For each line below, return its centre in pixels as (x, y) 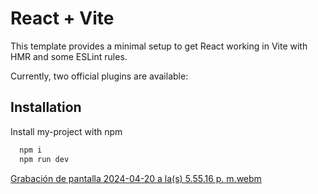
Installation (46, 107)
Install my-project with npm (66, 131)
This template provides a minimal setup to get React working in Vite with (159, 46)
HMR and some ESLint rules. (69, 56)
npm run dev (44, 159)
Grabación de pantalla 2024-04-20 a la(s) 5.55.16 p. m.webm (136, 178)
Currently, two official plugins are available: (99, 76)
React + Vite (62, 18)
